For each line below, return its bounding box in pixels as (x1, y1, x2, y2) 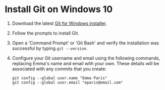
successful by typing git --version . (12, 45, 88, 51)
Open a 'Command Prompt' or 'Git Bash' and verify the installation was (12, 39, 159, 46)
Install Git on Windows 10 (5, 4, 113, 15)
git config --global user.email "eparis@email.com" (12, 80, 123, 85)
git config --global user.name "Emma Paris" (12, 75, 107, 80)
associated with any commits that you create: (12, 66, 106, 72)
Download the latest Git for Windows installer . (12, 20, 107, 26)
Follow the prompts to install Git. (12, 30, 79, 36)
